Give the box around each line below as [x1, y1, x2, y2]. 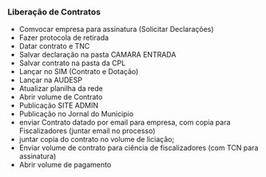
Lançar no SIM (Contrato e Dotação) [18, 67, 139, 77]
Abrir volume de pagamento [18, 160, 112, 170]
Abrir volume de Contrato [18, 92, 103, 102]
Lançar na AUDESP [18, 75, 83, 85]
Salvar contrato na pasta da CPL [18, 58, 126, 68]
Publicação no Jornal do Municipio [18, 109, 133, 119]
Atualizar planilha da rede [18, 84, 103, 93]
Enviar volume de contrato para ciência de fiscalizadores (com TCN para [18, 143, 259, 153]
